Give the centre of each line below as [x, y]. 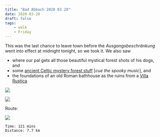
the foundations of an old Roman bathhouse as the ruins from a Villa [80, 76]
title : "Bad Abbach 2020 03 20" [38, 9]
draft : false [18, 18]
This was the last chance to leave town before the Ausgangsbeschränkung [80, 46]
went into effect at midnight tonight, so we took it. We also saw [68, 51]
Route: [12, 108]
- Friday [23, 32]
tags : [10, 23]
